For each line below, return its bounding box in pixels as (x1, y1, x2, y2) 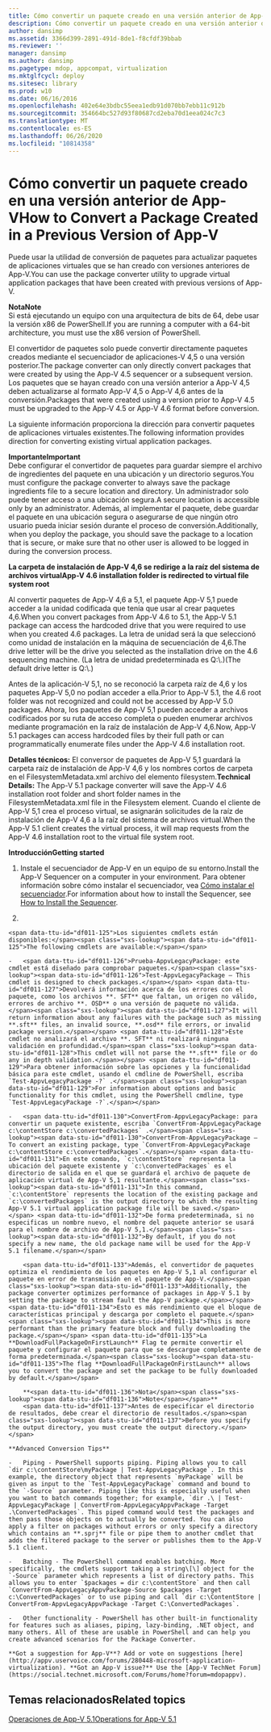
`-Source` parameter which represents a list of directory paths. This (8, 1572, 254, 1580)
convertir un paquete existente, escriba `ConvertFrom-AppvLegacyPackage (8, 1120, 262, 1128)
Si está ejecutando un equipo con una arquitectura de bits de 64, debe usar (8, 311, 260, 321)
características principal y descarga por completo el (8, 1311, 197, 1319)
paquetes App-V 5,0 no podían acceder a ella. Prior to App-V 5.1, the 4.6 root (8, 688, 262, 698)
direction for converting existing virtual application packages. (8, 437, 212, 447)
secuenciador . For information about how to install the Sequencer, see (19, 889, 252, 899)
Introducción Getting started (8, 848, 105, 858)
